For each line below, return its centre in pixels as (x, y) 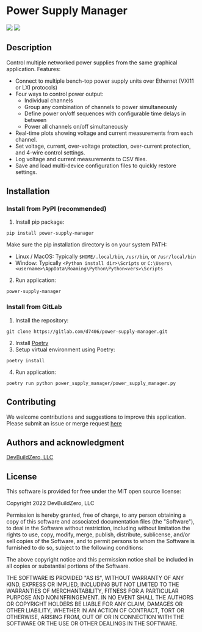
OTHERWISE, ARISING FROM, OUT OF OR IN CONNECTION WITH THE (95, 617)
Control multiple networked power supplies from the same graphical (92, 63)
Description (29, 48)
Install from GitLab (34, 307)
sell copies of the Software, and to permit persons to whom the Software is (101, 541)
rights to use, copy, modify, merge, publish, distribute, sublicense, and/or (98, 535)
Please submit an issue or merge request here (64, 423)
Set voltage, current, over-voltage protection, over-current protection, (103, 146)
